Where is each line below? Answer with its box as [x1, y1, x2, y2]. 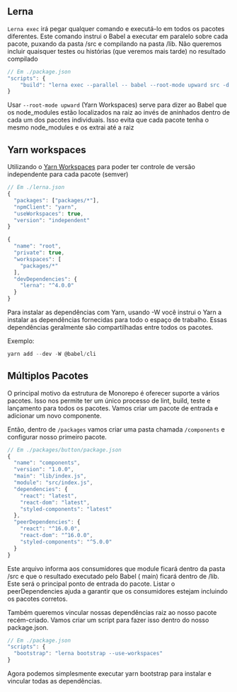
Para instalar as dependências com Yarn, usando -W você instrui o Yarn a [7, 308, 222, 316]
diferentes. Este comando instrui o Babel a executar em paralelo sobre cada [7, 32, 229, 40]
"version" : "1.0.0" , [13, 466, 74, 473]
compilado [7, 54, 38, 63]
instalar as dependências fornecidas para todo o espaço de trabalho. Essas [7, 316, 228, 324]
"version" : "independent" [13, 217, 91, 224]
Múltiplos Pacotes [7, 370, 89, 382]
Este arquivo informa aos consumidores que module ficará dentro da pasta [7, 564, 226, 572]
